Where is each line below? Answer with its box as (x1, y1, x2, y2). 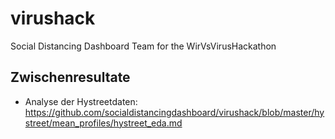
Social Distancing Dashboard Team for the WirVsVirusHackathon (10, 40, 277, 52)
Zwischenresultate (10, 69, 131, 86)
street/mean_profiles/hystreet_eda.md (24, 117, 183, 129)
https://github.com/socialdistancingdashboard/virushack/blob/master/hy (24, 106, 325, 118)
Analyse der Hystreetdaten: (24, 95, 138, 107)
